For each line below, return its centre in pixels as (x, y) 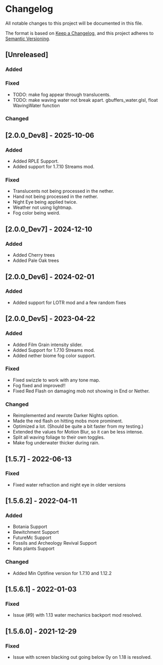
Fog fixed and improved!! (39, 385)
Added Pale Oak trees (36, 261)
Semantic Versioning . (28, 39)
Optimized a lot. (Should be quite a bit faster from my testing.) (78, 426)
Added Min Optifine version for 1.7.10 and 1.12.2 (62, 573)
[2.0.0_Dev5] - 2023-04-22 (50, 319)
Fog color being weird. (36, 213)
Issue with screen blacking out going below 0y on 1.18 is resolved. (82, 657)
